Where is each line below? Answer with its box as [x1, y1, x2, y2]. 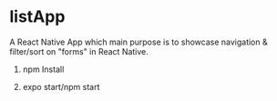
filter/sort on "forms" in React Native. [9, 45, 149, 56]
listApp [9, 6, 66, 27]
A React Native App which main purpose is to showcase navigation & [9, 36, 268, 47]
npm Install [22, 64, 65, 75]
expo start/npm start [22, 81, 100, 92]
